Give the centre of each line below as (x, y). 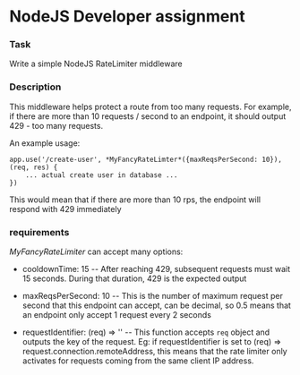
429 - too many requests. (56, 125)
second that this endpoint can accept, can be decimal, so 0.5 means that (156, 305)
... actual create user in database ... (102, 175)
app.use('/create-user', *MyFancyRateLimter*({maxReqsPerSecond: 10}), (146, 159)
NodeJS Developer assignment (127, 17)
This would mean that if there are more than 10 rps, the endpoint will (135, 200)
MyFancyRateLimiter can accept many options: (96, 251)
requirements (39, 232)
